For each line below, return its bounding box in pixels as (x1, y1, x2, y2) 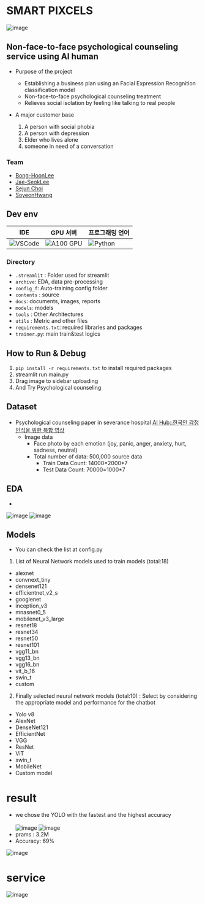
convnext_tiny (15, 576, 51, 584)
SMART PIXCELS (6, 4, 94, 18)
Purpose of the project (15, 68, 72, 75)
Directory (6, 257, 35, 266)
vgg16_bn (15, 661, 40, 668)
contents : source (15, 291, 60, 298)
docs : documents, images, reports (15, 298, 101, 305)
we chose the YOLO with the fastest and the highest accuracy (15, 811, 171, 819)
